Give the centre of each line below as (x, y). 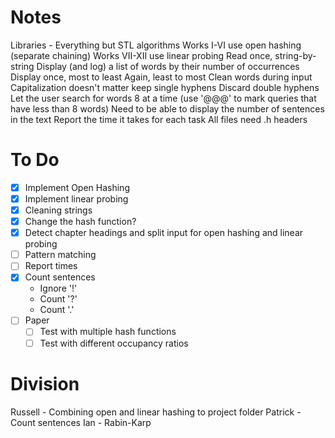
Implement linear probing (76, 198)
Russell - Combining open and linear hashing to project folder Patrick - (156, 412)
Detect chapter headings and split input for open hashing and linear (164, 233)
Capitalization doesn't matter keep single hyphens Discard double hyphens (165, 87)
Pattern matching (60, 255)
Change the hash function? (80, 222)
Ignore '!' (58, 288)
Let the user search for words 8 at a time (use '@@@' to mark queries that (163, 98)
